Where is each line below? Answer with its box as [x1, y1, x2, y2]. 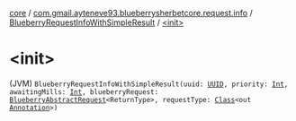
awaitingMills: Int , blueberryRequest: [9, 87, 159, 97]
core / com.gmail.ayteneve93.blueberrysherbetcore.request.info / [9, 8, 254, 18]
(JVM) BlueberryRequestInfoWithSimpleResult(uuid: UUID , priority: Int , [9, 78, 289, 89]
